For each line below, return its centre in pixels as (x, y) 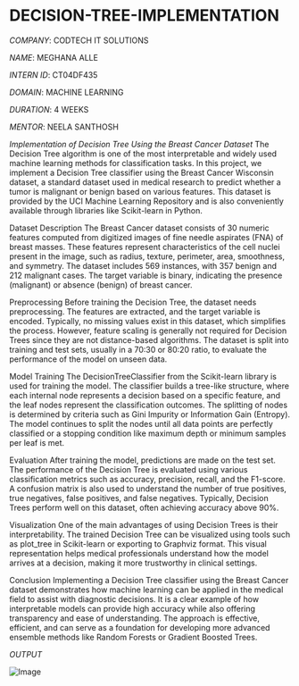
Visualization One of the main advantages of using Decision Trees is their (144, 524)
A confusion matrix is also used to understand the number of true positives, (148, 489)
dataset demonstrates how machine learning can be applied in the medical (146, 590)
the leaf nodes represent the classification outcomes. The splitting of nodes (149, 405)
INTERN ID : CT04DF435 (54, 75)
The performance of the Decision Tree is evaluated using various (129, 469)
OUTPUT (26, 654)
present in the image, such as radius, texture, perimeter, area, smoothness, (147, 256)
